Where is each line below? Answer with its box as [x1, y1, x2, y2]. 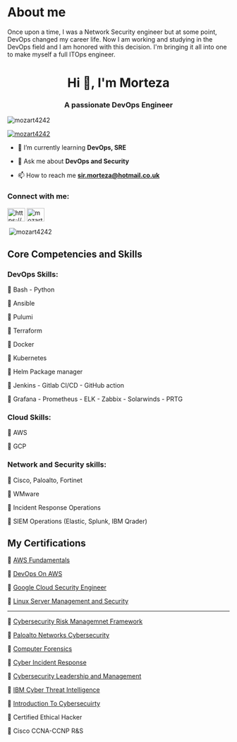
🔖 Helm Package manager [7, 368, 83, 376]
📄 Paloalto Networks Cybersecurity [7, 631, 110, 640]
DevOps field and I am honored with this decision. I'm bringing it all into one [7, 42, 227, 51]
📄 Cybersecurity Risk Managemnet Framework [7, 617, 143, 626]
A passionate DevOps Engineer [63, 100, 174, 110]
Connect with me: [7, 191, 70, 201]
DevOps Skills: [7, 269, 59, 279]
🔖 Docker [7, 340, 35, 349]
